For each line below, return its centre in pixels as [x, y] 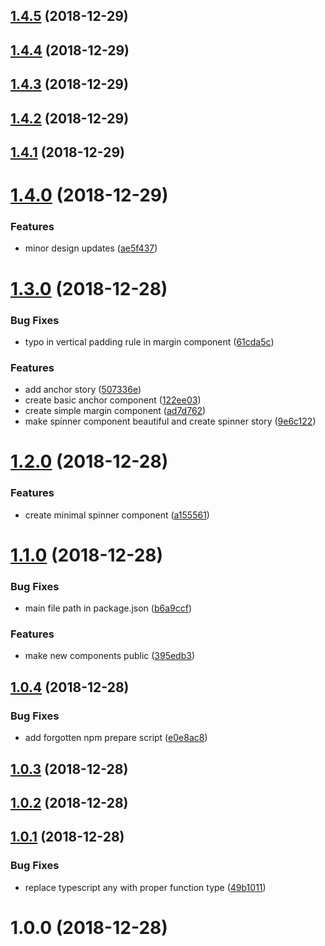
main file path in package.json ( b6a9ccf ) [108, 608]
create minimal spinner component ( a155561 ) [117, 515]
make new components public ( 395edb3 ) [110, 656]
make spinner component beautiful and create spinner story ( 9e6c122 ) [170, 421]
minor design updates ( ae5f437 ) [91, 248]
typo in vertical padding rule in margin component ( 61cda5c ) [149, 341]
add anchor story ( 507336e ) [83, 390]
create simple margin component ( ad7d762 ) [115, 411]
